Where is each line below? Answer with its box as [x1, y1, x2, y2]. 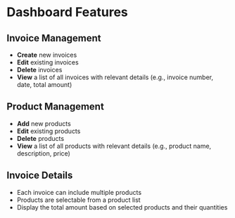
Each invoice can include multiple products [16, 188, 142, 196]
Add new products [16, 119, 71, 128]
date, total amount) [16, 81, 72, 88]
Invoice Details [6, 170, 73, 182]
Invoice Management [6, 32, 101, 44]
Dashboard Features [6, 4, 128, 20]
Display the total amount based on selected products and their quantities [16, 203, 228, 211]
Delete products [16, 134, 65, 142]
